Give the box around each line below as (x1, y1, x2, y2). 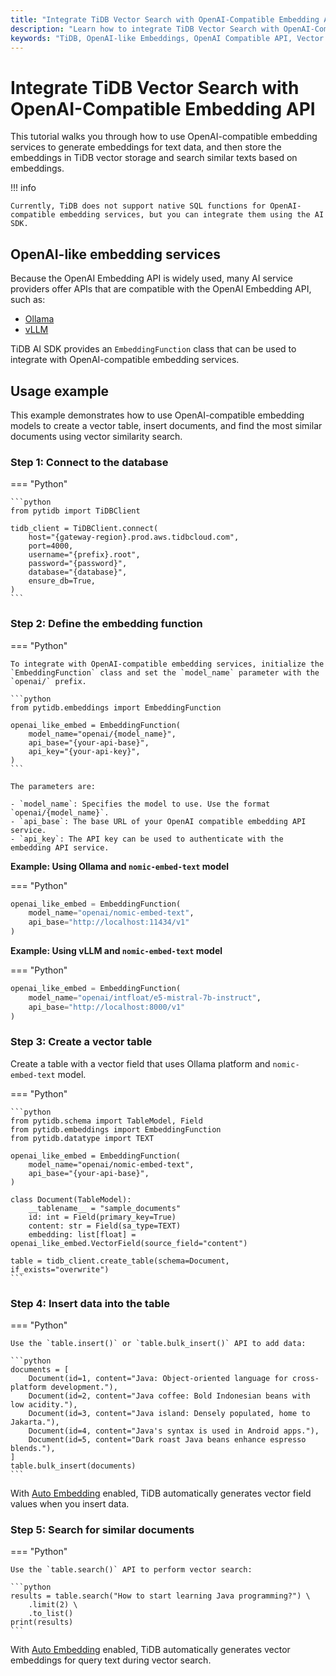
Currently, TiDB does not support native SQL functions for (10, 201, 267, 211)
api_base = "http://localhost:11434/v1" (28, 917, 190, 928)
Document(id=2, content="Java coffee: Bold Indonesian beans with (28, 1391, 311, 1401)
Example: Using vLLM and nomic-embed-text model (10, 945, 223, 957)
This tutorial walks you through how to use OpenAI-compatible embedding (10, 131, 318, 143)
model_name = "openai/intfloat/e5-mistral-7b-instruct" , (28, 992, 262, 1003)
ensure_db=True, (28, 576, 97, 586)
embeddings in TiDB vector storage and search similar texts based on (10, 152, 298, 164)
